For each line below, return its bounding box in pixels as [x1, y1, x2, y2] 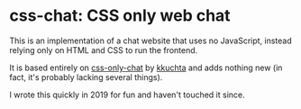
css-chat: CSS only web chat [9, 5, 232, 26]
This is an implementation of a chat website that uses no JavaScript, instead [9, 35, 293, 46]
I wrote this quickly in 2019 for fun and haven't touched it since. [9, 89, 245, 100]
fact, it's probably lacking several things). [9, 71, 163, 82]
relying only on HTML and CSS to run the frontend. [9, 44, 198, 55]
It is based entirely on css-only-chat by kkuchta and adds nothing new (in [9, 62, 283, 73]
